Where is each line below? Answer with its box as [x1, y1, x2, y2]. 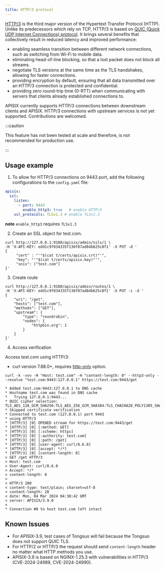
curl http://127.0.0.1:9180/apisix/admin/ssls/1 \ [5, 240, 111, 245]
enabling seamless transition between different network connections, [12, 46, 153, 52]
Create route [12, 274, 38, 280]
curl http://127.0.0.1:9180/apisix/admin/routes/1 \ [5, 284, 115, 289]
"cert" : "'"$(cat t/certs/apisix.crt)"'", [16, 253, 107, 258]
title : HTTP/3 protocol [5, 7, 54, 12]
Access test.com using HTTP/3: [5, 354, 70, 360]
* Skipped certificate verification [5, 407, 80, 412]
